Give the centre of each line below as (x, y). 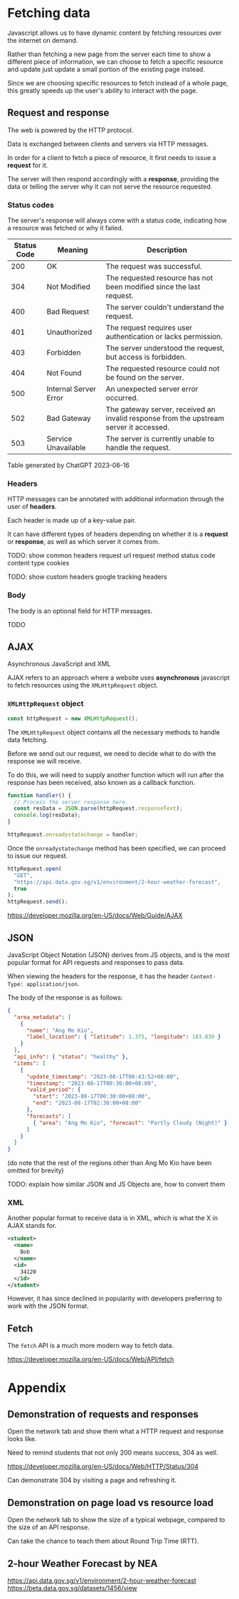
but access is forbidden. (146, 357)
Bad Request (68, 312)
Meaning (73, 250)
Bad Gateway (69, 419)
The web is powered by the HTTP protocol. (70, 130)
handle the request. (138, 448)
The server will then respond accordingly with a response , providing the (113, 178)
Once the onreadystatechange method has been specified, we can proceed (117, 848)
